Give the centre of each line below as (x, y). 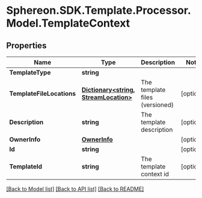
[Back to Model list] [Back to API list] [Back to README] (75, 189)
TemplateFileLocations (43, 94)
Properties (26, 45)
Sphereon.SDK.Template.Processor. (99, 11)
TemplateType (30, 73)
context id (155, 174)
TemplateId (26, 166)
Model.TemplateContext (68, 23)
